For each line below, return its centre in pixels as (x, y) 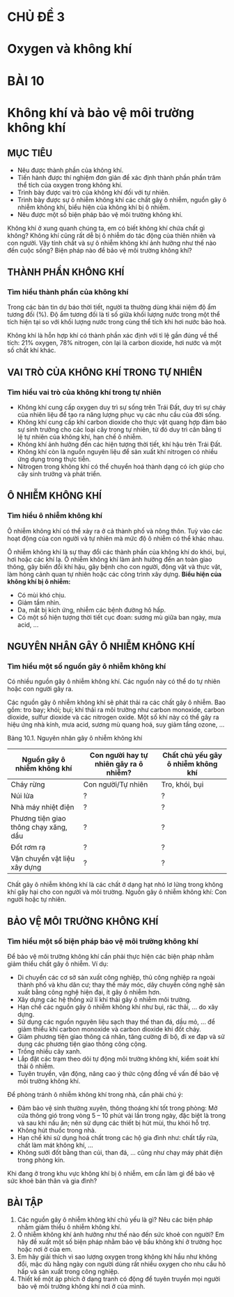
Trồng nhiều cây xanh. (49, 1051)
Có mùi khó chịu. (41, 595)
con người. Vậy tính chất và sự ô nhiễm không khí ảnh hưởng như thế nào (112, 243)
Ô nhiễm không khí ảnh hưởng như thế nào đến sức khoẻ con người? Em (121, 1234)
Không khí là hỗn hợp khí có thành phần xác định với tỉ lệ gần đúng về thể (112, 335)
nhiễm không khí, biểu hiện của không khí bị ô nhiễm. (94, 207)
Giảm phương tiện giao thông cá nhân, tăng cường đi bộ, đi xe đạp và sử (121, 1037)
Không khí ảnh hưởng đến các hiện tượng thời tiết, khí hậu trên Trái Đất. (120, 444)
